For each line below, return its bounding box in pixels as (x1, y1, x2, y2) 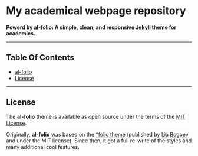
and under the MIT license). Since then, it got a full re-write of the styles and (6, 137, 192, 144)
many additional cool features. (6, 143, 80, 150)
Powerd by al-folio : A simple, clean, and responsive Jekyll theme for (6, 24, 177, 31)
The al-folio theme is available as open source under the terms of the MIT (6, 113, 186, 120)
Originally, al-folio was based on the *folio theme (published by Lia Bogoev (6, 131, 189, 138)
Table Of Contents (6, 53, 75, 63)
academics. (6, 30, 36, 37)
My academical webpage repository (6, 4, 187, 18)
